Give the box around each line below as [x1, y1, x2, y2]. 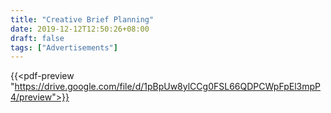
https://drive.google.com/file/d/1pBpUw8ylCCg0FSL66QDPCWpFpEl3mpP [14, 81, 322, 93]
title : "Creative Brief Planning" [10, 14, 155, 25]
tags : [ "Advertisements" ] [10, 42, 118, 53]
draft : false [10, 33, 65, 43]
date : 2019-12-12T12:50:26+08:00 [10, 24, 150, 34]
